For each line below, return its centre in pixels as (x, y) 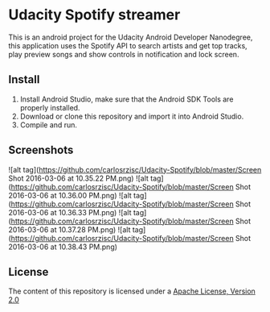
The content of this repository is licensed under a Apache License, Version (132, 291)
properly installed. (50, 107)
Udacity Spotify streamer (94, 15)
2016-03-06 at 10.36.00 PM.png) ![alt (70, 195)
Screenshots (41, 150)
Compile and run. (49, 125)
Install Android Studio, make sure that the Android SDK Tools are (127, 99)
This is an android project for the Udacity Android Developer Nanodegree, (131, 37)
